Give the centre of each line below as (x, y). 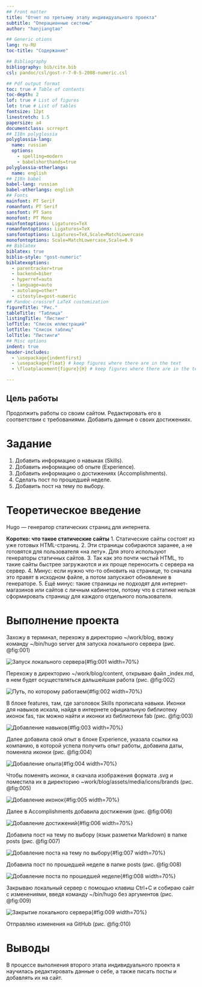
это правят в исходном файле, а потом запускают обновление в (89, 577)
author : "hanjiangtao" (35, 29)
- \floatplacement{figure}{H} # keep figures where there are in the (100, 369)
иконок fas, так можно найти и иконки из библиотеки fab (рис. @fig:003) (100, 716)
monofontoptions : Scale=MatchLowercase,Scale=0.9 (70, 240)
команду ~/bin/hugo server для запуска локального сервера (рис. (91, 643)
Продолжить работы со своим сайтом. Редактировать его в (84, 413)
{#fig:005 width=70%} (91, 800)
